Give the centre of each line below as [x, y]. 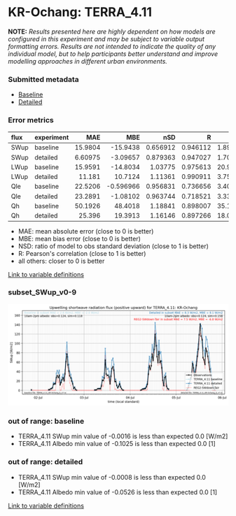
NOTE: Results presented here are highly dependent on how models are [112, 31]
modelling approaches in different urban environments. [88, 61]
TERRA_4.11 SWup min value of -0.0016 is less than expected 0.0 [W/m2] [123, 436]
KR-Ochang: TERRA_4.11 [80, 12]
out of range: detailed [46, 462]
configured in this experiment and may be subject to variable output [106, 38]
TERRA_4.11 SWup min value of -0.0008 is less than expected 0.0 [112, 477]
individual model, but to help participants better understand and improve [113, 54]
